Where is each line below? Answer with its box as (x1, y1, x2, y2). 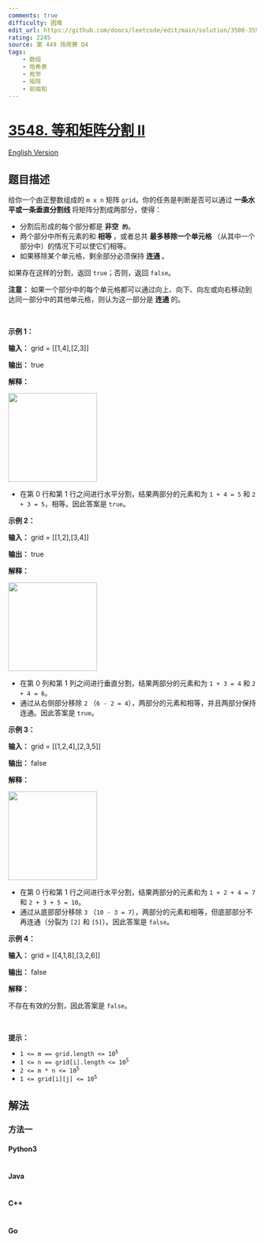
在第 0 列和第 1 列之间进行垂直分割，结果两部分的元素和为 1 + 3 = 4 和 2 (19, 679, 256, 688)
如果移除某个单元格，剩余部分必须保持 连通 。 (19, 252, 170, 261)
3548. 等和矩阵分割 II (8, 121, 146, 139)
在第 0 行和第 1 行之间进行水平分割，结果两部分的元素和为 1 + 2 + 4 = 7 (19, 888, 256, 897)
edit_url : (8, 26, 41, 34)
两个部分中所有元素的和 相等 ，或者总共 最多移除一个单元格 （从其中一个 (19, 232, 256, 241)
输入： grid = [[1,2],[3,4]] (8, 533, 89, 543)
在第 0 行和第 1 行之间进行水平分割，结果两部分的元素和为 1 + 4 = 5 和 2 (19, 490, 256, 499)
